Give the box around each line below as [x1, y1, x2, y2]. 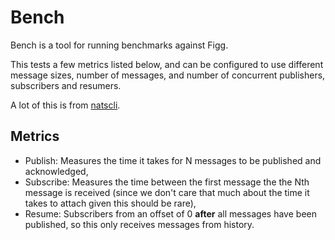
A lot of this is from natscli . [10, 99, 121, 111]
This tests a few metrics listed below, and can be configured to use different [10, 58, 324, 70]
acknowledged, [24, 165, 89, 177]
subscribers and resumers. [10, 79, 122, 91]
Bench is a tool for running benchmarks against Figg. [10, 39, 229, 51]
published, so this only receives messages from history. [24, 218, 255, 230]
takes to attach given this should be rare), [24, 197, 197, 209]
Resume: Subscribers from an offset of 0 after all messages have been [24, 207, 317, 220]
